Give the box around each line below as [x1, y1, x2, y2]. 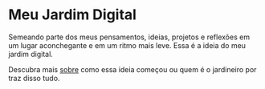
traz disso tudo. [8, 73, 60, 83]
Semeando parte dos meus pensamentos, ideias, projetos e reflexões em [8, 32, 251, 42]
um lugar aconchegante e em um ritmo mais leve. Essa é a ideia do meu [8, 40, 247, 50]
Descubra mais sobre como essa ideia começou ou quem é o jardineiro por [8, 64, 257, 74]
